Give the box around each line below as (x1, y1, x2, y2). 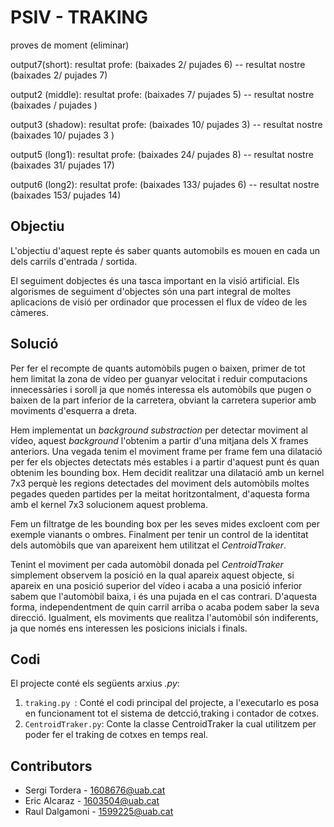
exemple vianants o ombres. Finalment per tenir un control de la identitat (10, 528, 309, 540)
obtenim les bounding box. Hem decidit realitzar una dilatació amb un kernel (10, 466, 325, 478)
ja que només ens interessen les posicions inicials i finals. (10, 622, 248, 634)
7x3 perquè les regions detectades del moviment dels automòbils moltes (10, 477, 310, 489)
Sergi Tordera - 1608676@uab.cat (24, 784, 166, 796)
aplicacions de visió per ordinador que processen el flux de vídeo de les (10, 296, 308, 308)
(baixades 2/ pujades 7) (10, 69, 108, 81)
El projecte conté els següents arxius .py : (10, 677, 180, 690)
